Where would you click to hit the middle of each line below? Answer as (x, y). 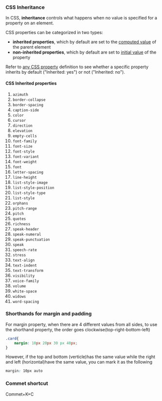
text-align (24, 260)
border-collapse (29, 100)
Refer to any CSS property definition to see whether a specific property (77, 67)
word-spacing (26, 302)
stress (19, 255)
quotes (19, 219)
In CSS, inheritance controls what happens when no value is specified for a (81, 18)
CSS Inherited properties (31, 83)
